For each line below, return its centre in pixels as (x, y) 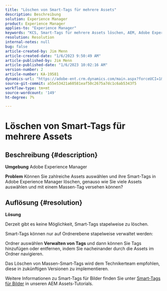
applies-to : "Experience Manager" (41, 28)
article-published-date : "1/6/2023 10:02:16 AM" (56, 65)
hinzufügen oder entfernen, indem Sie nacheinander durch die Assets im (80, 249)
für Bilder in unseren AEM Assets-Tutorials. (49, 284)
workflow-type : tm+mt (28, 88)
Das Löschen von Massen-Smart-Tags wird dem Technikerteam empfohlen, (83, 264)
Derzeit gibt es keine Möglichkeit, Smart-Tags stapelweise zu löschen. (77, 224)
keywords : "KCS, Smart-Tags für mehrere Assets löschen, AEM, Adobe (78, 33)
